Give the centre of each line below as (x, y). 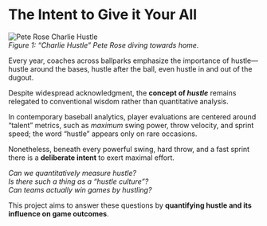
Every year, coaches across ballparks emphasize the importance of (119, 60)
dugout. (21, 77)
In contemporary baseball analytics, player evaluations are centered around (132, 116)
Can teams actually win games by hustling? (80, 189)
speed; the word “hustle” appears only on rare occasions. (103, 134)
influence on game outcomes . (59, 213)
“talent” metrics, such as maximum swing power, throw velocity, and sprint (131, 125)
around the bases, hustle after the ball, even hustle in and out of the (141, 68)
